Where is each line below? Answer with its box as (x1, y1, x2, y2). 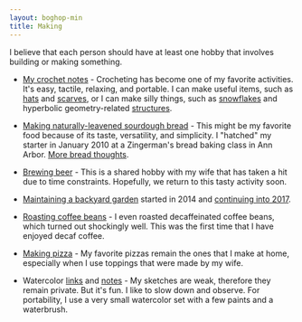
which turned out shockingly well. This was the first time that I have (22, 221, 274, 232)
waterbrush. (22, 304, 69, 315)
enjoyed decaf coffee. (22, 230, 106, 241)
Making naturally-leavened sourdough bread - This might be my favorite (22, 119, 292, 131)
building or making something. (9, 56, 123, 67)
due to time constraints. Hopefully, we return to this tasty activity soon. (22, 175, 288, 186)
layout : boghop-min (9, 13, 83, 23)
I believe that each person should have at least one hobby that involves (9, 46, 274, 57)
